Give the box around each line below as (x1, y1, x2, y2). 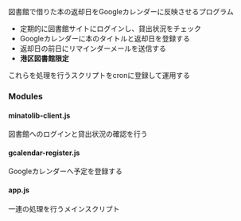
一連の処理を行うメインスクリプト (8, 204, 120, 213)
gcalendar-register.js (8, 148, 80, 157)
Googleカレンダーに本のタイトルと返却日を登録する (19, 34, 191, 43)
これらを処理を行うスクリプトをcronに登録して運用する (8, 71, 191, 79)
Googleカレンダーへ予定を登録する (8, 166, 123, 176)
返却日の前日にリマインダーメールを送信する (19, 44, 167, 53)
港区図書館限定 (19, 54, 69, 63)
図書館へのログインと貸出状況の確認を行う (8, 130, 148, 139)
